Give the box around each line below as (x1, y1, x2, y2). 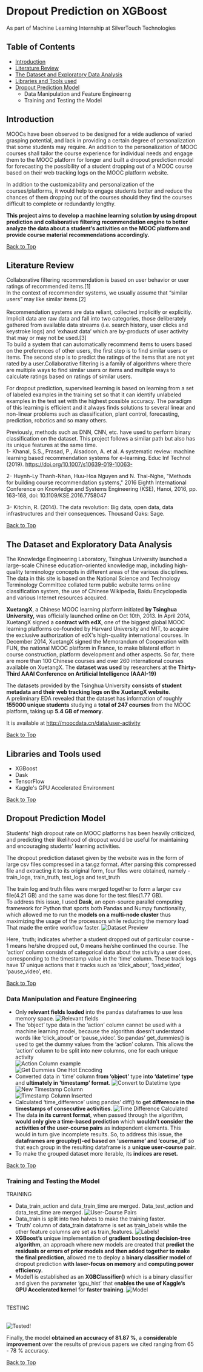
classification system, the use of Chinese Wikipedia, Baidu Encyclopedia (6, 588, 187, 595)
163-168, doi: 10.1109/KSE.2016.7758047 (6, 492, 107, 499)
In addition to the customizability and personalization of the (6, 181, 155, 188)
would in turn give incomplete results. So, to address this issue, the (15, 1131, 183, 1138)
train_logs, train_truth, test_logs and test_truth (6, 873, 121, 881)
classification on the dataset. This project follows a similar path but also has (6, 435, 196, 442)
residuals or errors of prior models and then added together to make (15, 1247, 190, 1255)
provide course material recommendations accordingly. (6, 231, 150, 238)
